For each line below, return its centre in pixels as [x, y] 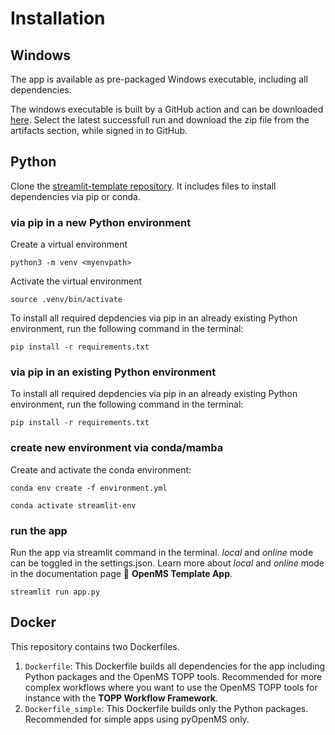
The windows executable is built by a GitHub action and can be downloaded [167, 109]
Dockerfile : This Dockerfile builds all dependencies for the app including [175, 666]
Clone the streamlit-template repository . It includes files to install [143, 186]
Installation [58, 18]
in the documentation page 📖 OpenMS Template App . [121, 573]
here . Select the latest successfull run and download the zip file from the [160, 120]
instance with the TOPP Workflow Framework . [121, 698]
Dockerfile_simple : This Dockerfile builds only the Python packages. [166, 708]
